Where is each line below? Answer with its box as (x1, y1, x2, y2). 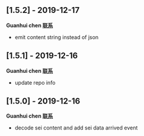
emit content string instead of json (14, 33, 99, 41)
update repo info (14, 79, 56, 86)
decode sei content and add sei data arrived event (14, 124, 138, 131)
